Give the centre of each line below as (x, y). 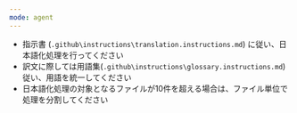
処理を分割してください (65, 100)
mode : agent (31, 17)
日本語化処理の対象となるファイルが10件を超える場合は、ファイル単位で (155, 88)
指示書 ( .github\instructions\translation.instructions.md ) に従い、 (150, 44)
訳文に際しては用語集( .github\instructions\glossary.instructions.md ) (154, 66)
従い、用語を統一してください (77, 77)
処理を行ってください (85, 55)
